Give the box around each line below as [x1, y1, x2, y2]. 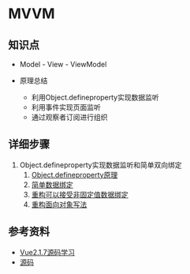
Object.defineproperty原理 [31, 170, 118, 179]
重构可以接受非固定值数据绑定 [31, 190, 129, 199]
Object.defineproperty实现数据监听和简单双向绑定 [19, 160, 182, 170]
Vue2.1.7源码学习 [19, 247, 75, 257]
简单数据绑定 [31, 179, 73, 190]
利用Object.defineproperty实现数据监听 [31, 92, 159, 102]
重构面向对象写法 [31, 199, 88, 209]
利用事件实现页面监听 [31, 103, 101, 111]
